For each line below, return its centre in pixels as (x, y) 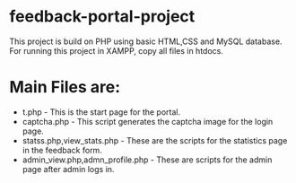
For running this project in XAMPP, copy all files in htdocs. (117, 50)
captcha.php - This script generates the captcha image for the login (148, 121)
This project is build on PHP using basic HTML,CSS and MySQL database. (146, 41)
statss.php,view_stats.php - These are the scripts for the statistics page (155, 140)
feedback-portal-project (102, 17)
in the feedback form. (62, 150)
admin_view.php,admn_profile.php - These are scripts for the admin (147, 160)
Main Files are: (65, 87)
